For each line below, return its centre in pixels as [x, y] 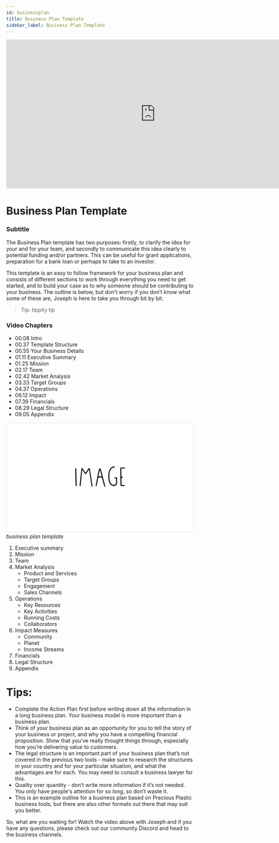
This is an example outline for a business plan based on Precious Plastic [103, 797]
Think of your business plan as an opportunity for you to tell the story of [103, 728]
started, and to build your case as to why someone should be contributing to [100, 286]
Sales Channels [43, 592]
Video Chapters [30, 325]
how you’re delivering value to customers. [66, 747]
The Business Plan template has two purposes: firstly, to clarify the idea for [98, 242]
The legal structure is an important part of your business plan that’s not [102, 753]
